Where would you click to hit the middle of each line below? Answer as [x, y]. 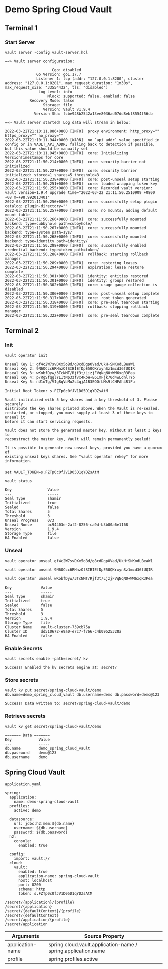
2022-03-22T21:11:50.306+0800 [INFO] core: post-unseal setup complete [82, 294]
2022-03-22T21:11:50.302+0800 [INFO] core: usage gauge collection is [81, 285]
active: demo [28, 811]
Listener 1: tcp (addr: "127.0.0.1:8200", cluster [90, 79]
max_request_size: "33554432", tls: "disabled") [57, 87]
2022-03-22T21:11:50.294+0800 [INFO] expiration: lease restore [74, 267]
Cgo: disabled [67, 70]
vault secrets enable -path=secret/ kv [47, 659]
